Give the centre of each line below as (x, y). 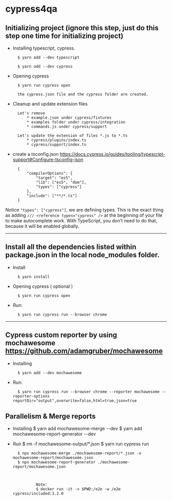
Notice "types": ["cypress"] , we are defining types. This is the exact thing (84, 210)
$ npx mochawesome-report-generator (57, 462)
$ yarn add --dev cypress (45, 67)
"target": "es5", (54, 178)
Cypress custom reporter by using (61, 335)
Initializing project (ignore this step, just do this (82, 28)
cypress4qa (31, 9)
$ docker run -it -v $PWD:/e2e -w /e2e (78, 489)
